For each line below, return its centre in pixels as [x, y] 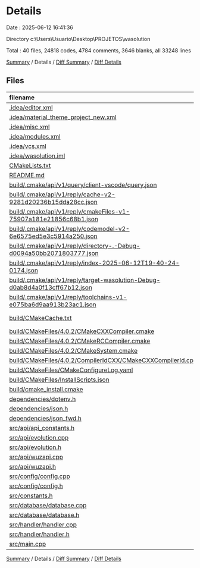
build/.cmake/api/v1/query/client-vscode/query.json [83, 184]
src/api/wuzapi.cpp [36, 457]
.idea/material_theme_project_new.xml [63, 117]
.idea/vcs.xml [28, 146]
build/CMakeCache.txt [40, 318]
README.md [27, 175]
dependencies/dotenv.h [43, 398]
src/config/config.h [36, 486]
